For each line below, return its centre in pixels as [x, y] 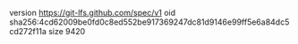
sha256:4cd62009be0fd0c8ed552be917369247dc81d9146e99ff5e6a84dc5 [149, 22]
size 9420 [67, 31]
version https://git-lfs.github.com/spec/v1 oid [93, 13]
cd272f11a [28, 31]
